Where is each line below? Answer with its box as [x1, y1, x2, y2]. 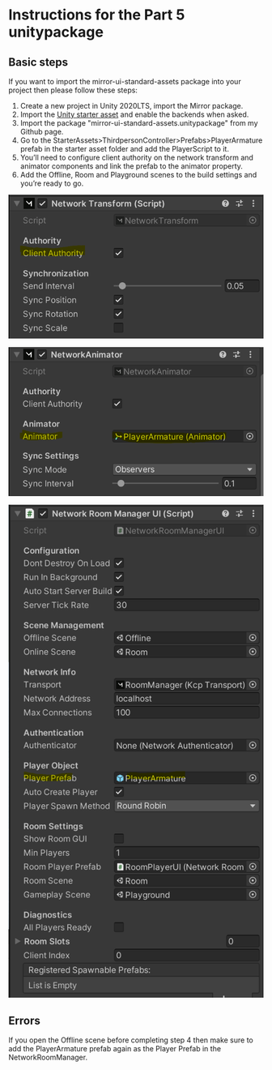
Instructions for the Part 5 [8, 6, 185, 24]
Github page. [19, 127, 64, 136]
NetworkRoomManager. [8, 1052, 87, 1063]
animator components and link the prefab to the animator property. [19, 161, 243, 171]
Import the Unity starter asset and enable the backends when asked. [19, 109, 249, 119]
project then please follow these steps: [8, 85, 138, 95]
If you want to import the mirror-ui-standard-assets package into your [8, 77, 241, 86]
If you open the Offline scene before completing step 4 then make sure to [8, 1035, 253, 1045]
